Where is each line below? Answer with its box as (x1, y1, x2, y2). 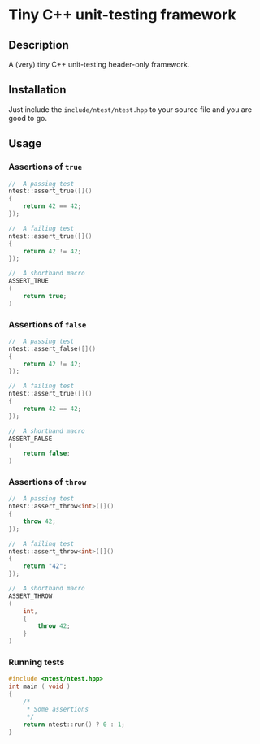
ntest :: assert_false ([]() (8, 344, 96, 353)
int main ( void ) (8, 682, 71, 691)
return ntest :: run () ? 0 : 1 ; (23, 720, 126, 729)
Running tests (8, 656, 65, 668)
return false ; (23, 449, 71, 458)
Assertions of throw (8, 476, 87, 487)
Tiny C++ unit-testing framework (8, 6, 237, 24)
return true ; (23, 292, 67, 300)
